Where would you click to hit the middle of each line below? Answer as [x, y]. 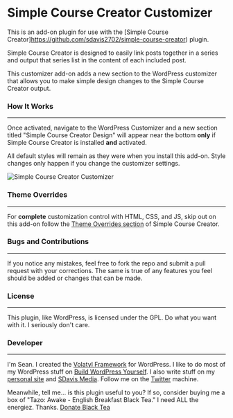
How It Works [31, 106]
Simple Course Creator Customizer [110, 13]
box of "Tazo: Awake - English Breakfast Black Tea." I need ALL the [103, 400]
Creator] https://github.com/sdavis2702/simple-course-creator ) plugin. [108, 39]
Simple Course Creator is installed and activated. [77, 143]
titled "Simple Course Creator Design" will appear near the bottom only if [112, 135]
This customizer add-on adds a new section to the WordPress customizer [112, 73]
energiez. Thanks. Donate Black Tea [59, 408]
